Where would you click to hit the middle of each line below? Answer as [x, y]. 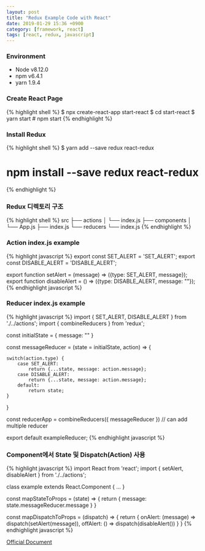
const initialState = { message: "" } [50, 335]
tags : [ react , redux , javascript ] [51, 35]
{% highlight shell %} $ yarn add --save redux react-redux [80, 148]
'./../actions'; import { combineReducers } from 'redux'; [76, 323]
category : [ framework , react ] [45, 29]
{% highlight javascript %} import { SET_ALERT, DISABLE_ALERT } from [97, 317]
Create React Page [35, 99]
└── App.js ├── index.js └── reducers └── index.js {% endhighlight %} [99, 227]
